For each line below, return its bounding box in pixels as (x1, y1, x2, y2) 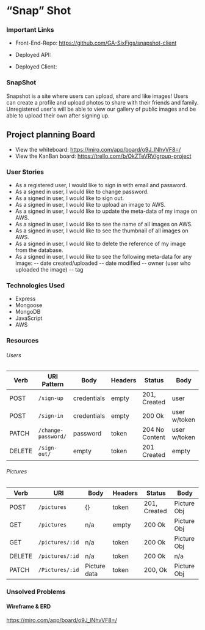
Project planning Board (6, 130, 96, 140)
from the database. (15, 246, 63, 254)
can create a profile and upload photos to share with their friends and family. (6, 98, 199, 106)
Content (142, 433, 166, 442)
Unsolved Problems (6, 588, 66, 596)
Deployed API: (15, 51, 51, 59)
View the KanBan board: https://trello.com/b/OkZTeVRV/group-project (15, 152, 192, 160)
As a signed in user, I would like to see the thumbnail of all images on (15, 227, 189, 234)
